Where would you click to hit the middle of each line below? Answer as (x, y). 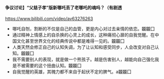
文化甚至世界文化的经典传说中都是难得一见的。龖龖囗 (70, 41)
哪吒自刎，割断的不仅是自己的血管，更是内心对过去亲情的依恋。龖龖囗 (83, 29)
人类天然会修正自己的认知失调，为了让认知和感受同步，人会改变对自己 (83, 47)
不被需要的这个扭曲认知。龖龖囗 (49, 66)
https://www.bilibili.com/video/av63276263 (49, 19)
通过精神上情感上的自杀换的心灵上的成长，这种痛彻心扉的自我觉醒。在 (83, 35)
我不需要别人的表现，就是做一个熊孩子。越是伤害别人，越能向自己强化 (83, 59)
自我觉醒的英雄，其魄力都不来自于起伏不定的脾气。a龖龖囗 (72, 72)
